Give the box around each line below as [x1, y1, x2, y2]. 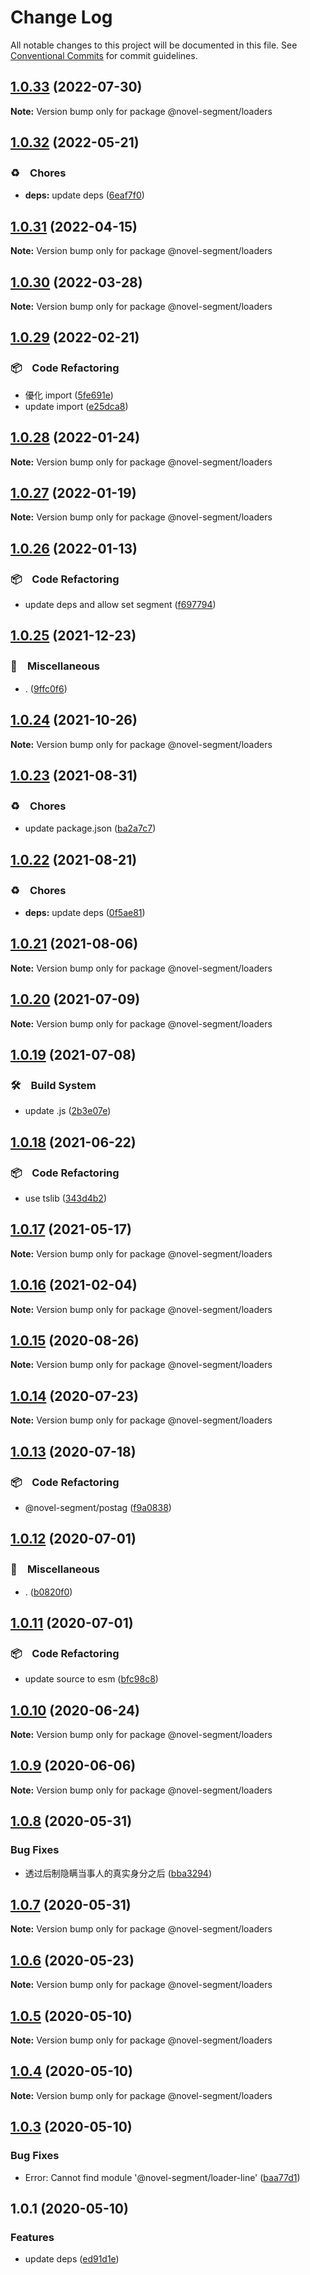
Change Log [10, 6, 113, 29]
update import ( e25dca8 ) [24, 400, 129, 412]
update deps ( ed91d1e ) [24, 2253, 120, 2265]
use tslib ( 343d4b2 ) [24, 1192, 107, 1204]
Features [10, 2230, 55, 2244]
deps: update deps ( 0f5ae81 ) [24, 906, 146, 918]
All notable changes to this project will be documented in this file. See [10, 39, 298, 51]
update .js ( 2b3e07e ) [24, 1105, 112, 1117]
